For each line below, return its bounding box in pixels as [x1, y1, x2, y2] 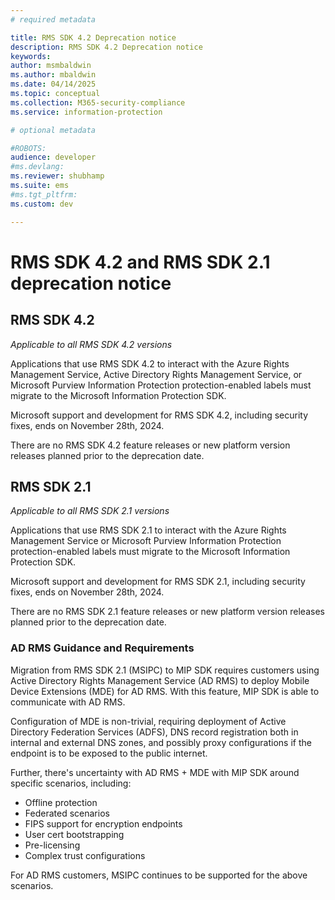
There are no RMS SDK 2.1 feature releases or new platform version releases [10, 606, 325, 618]
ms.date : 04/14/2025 [10, 79, 97, 90]
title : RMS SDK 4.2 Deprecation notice [10, 32, 177, 43]
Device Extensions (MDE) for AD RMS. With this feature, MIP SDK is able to [10, 685, 320, 697]
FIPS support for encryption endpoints [24, 817, 183, 830]
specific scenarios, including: [10, 777, 132, 789]
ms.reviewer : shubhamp [10, 171, 105, 181]
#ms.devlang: [10, 162, 65, 172]
